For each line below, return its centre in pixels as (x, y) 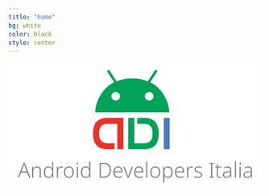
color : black (30, 34)
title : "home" (32, 17)
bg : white (25, 25)
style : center (32, 43)
